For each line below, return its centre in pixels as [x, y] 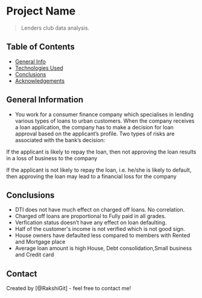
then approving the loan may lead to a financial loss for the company [91, 176]
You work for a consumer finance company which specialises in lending [104, 114]
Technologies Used [39, 68]
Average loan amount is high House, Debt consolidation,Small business [103, 248]
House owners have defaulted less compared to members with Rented [103, 235]
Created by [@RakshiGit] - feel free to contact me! [69, 288]
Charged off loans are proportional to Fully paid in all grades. [90, 216]
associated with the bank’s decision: [60, 140]
